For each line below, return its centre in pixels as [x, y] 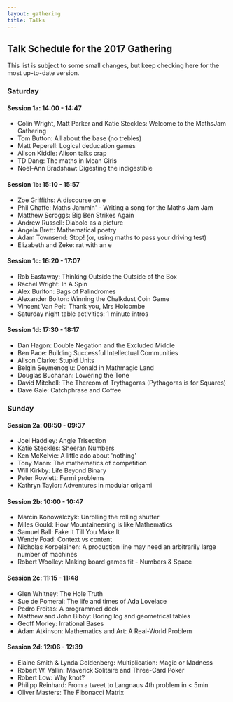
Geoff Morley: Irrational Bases [61, 623]
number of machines [47, 555]
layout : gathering [34, 14]
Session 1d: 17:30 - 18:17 [43, 330]
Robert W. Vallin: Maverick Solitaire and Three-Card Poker [101, 670]
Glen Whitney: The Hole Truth [60, 593]
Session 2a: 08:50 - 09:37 [46, 425]
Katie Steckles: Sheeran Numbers [66, 448]
